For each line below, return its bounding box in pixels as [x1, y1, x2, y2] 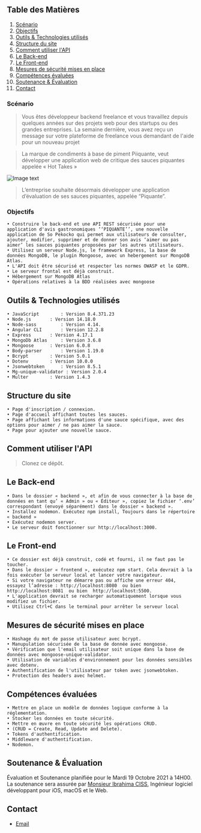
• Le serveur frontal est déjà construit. [7, 268, 115, 275]
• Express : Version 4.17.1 [7, 332, 94, 338]
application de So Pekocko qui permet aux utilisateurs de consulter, [7, 232, 187, 238]
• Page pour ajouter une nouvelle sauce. [7, 427, 112, 434]
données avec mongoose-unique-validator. [7, 652, 112, 658]
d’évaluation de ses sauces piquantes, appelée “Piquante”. [21, 193, 166, 200]
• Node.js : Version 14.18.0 [7, 316, 96, 323]
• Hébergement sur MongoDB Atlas [7, 274, 91, 280]
